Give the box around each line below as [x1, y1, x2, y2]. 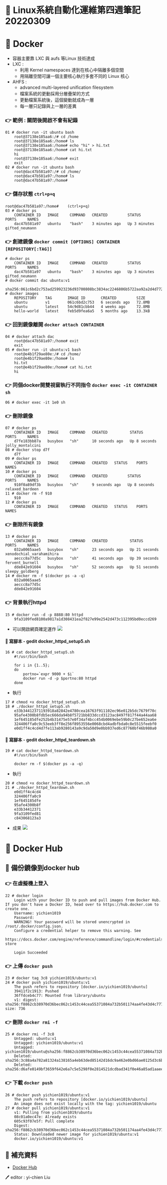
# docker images [5, 291, 39, 296]
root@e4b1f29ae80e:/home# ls [14, 356, 75, 361]
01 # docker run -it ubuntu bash [5, 130, 75, 135]
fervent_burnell [5, 560, 39, 565]
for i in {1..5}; [14, 663, 50, 668]
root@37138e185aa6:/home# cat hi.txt [14, 148, 92, 153]
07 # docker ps [5, 425, 37, 431]
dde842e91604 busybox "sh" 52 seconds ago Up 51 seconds [14, 565, 159, 570]
